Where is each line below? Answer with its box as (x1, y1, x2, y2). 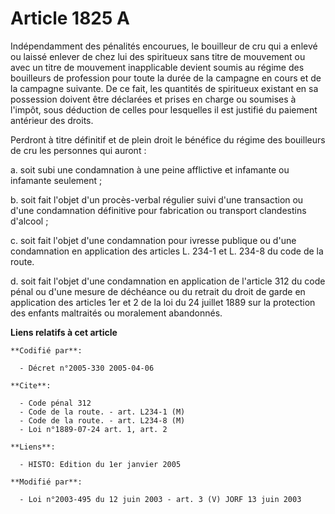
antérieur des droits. (10, 114, 94, 126)
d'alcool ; (10, 215, 49, 227)
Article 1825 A (10, 7, 130, 30)
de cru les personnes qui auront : (10, 144, 147, 156)
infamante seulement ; (10, 174, 103, 186)
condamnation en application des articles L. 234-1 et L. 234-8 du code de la (10, 245, 324, 257)
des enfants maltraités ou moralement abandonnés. (10, 307, 223, 319)
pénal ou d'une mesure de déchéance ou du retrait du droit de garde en (10, 285, 306, 297)
